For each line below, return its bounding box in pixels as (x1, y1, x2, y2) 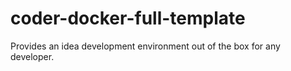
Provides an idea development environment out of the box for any (10, 40, 281, 52)
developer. (10, 50, 55, 62)
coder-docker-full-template (10, 7, 246, 30)
